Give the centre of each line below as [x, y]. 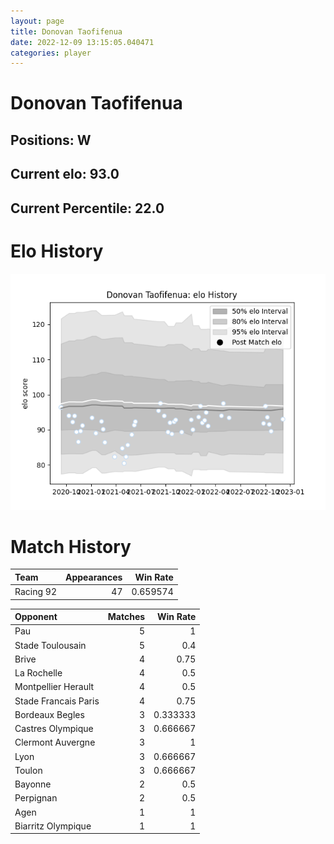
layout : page [37, 21]
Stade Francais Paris [57, 701]
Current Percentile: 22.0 [87, 208]
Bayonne [33, 784]
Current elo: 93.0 [65, 174]
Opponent [36, 617]
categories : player [51, 53]
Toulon [28, 770]
